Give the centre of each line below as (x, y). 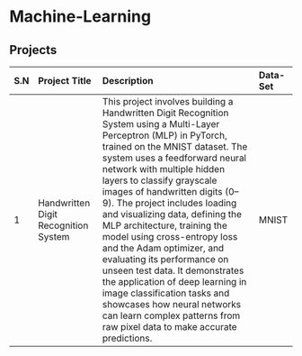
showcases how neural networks (172, 304)
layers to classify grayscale (160, 180)
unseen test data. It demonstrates (173, 270)
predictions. (127, 338)
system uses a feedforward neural (174, 158)
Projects (33, 50)
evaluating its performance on (165, 259)
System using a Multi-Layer (161, 124)
